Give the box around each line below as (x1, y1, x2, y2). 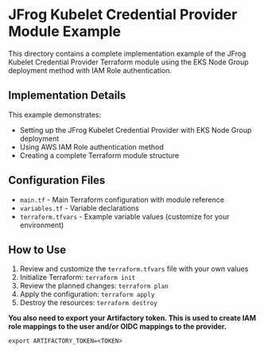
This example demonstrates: (8, 110, 102, 119)
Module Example (8, 22, 122, 41)
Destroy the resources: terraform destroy (19, 298, 157, 308)
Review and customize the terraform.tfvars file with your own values (19, 264, 249, 273)
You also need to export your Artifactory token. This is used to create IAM (8, 313, 257, 323)
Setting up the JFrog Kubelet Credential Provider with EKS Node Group (19, 125, 252, 134)
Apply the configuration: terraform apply (19, 289, 155, 299)
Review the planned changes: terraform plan (19, 281, 169, 291)
